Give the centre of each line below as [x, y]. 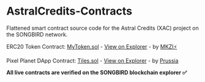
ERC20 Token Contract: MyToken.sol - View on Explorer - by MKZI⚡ [92, 46]
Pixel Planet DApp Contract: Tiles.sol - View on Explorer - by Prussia [92, 60]
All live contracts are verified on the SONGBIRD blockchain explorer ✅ [97, 72]
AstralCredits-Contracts [69, 11]
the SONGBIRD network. [37, 34]
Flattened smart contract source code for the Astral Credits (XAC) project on [102, 28]
